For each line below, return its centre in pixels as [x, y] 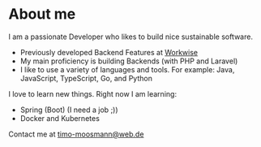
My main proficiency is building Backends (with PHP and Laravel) [129, 61]
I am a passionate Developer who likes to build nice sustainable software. [131, 37]
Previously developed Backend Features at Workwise [109, 52]
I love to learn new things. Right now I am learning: [92, 93]
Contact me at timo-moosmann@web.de [76, 134]
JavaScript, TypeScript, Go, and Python [86, 78]
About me [42, 14]
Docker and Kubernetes [60, 118]
